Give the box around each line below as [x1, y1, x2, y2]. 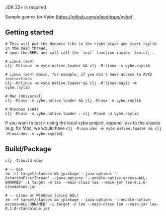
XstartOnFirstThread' [5, 175, 50, 181]
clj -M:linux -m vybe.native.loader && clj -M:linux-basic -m [5, 81, 137, 86]
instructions [5, 76, 32, 81]
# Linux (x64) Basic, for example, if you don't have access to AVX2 [5, 72, 153, 77]
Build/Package [5, 145, 51, 153]
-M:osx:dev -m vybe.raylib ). [5, 130, 64, 136]
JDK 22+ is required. [5, 4, 48, 10]
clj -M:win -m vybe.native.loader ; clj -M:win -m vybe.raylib [5, 111, 139, 116]
